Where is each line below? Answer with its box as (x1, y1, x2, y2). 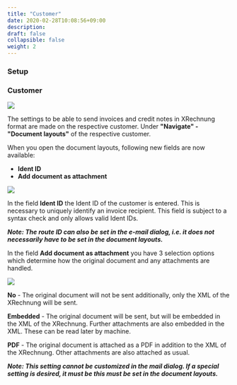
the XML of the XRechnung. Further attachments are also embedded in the (7, 319, 225, 328)
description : (7, 23, 46, 30)
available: (7, 151, 35, 160)
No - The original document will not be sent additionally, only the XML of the (7, 291, 230, 300)
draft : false (7, 30, 46, 37)
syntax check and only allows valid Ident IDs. (7, 214, 139, 223)
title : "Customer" (7, 10, 62, 18)
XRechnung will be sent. (7, 298, 78, 307)
